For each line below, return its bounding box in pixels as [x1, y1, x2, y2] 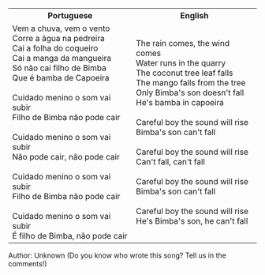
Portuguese [47, 10, 93, 21]
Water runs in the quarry [136, 58, 226, 68]
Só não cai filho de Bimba [12, 62, 106, 73]
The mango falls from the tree [136, 77, 246, 88]
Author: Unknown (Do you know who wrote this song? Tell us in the [8, 251, 226, 260]
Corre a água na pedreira [12, 33, 105, 43]
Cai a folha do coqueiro [12, 43, 99, 54]
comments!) [8, 259, 47, 268]
